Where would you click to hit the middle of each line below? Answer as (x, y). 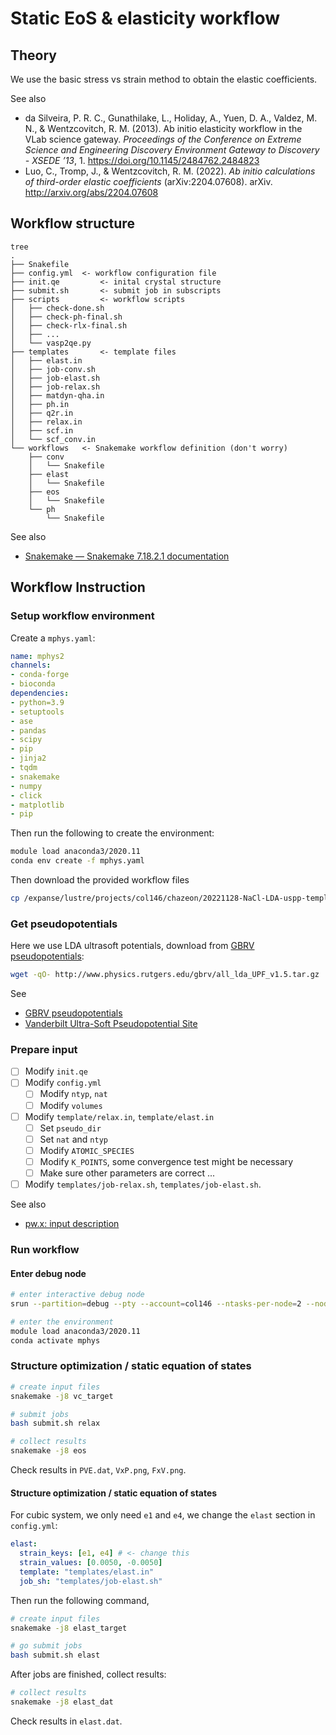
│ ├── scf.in (42, 430)
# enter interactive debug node (77, 1295)
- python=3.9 (37, 702)
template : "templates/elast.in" (87, 1572)
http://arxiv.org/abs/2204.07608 (91, 192)
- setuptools (37, 712)
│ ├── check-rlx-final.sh (69, 325)
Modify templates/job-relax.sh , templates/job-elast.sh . (143, 1184)
